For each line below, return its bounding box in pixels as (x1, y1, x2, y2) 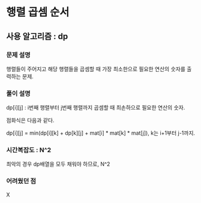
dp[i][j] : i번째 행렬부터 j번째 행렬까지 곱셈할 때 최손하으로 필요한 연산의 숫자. (6, 104, 185, 111)
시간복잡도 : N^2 (6, 146, 52, 154)
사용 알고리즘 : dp (6, 31, 68, 41)
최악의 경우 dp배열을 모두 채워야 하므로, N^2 (6, 160, 110, 168)
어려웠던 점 (6, 177, 37, 186)
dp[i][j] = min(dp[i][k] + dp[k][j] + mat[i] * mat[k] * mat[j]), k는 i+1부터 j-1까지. (6, 129, 196, 137)
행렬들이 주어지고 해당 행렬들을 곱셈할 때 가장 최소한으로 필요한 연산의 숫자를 (6, 65, 186, 72)
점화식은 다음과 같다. (6, 117, 55, 124)
